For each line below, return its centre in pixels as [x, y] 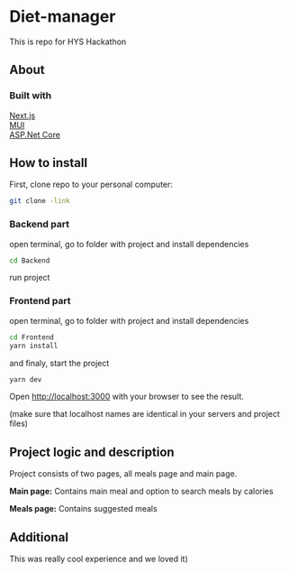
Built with [31, 96]
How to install [49, 163]
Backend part [40, 225]
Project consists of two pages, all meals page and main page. [123, 474]
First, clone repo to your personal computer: [91, 185]
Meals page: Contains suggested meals [83, 509]
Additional [39, 537]
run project [30, 278]
